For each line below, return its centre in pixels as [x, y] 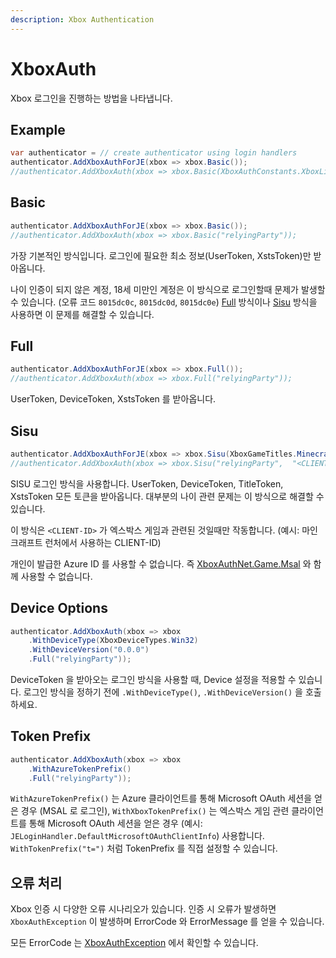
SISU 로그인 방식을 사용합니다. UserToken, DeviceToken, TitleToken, [147, 483]
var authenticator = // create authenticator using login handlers [154, 153]
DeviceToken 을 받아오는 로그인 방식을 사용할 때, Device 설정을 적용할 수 [153, 679]
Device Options [59, 608]
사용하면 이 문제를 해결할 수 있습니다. [82, 314]
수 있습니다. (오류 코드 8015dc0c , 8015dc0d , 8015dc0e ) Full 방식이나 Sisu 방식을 [164, 302]
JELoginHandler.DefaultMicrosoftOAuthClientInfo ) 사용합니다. [137, 836]
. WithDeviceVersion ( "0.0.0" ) [89, 650]
